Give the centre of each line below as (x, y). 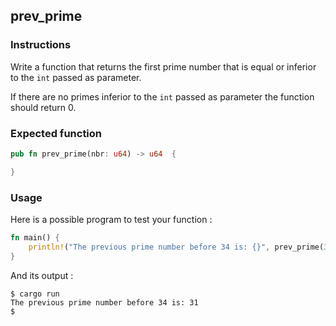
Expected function (56, 133)
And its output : (42, 275)
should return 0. (43, 107)
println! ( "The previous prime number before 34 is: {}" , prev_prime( (176, 247)
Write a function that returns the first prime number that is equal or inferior (163, 66)
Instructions (41, 45)
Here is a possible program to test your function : (111, 220)
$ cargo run (35, 294)
